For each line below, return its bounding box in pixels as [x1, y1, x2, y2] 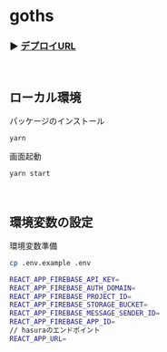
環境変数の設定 [9, 214, 93, 230]
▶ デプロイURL [9, 40, 76, 53]
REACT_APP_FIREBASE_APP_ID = [9, 317, 116, 326]
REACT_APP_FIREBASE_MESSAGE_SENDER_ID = [9, 309, 161, 318]
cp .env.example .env [9, 258, 92, 267]
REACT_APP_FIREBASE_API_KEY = [9, 274, 120, 284]
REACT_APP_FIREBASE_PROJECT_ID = [9, 292, 132, 301]
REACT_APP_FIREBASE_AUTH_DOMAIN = [9, 284, 136, 293]
